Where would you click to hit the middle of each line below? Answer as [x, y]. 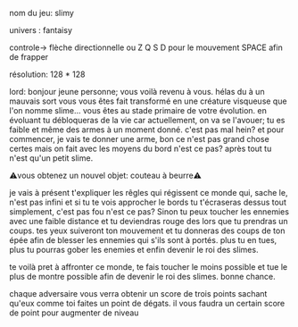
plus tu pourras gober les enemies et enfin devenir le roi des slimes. [134, 250]
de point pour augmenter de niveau [74, 313]
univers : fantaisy [41, 30]
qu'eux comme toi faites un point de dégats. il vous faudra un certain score [147, 303]
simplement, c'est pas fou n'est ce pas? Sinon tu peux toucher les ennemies [149, 212]
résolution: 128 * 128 [47, 74]
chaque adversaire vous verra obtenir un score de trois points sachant [138, 293]
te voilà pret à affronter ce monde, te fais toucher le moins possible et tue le [149, 267]
